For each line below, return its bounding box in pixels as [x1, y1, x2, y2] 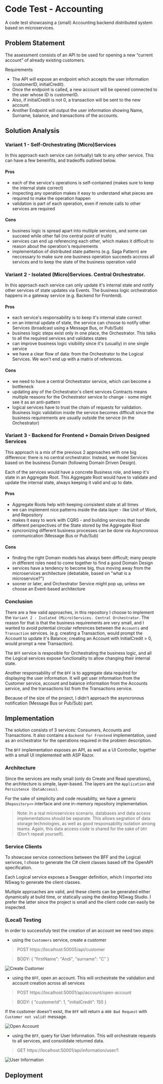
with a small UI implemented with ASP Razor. [5, 752, 95, 758]
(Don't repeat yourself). [17, 831, 64, 837]
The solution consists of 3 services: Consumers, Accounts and [5, 727, 131, 733]
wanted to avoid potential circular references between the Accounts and [5, 625, 148, 631]
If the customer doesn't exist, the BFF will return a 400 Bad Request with [5, 1009, 147, 1015]
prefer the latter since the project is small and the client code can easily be [5, 899, 155, 905]
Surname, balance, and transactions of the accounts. [12, 112, 119, 118]
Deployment [5, 1071, 43, 1079]
